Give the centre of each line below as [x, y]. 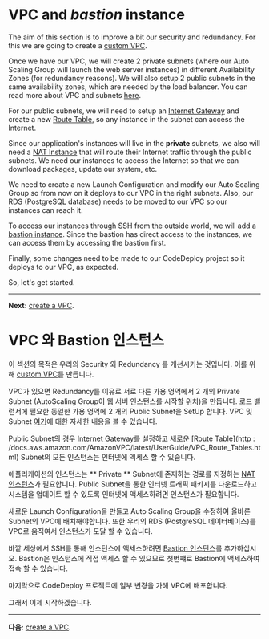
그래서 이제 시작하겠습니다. [50, 602]
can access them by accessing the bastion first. [87, 242]
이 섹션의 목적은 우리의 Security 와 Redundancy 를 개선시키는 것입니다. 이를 [128, 364]
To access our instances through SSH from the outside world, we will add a [132, 226]
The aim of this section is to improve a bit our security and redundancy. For [132, 37]
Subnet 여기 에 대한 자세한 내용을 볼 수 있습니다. [83, 421]
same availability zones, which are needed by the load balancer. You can [128, 87]
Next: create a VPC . [41, 305]
